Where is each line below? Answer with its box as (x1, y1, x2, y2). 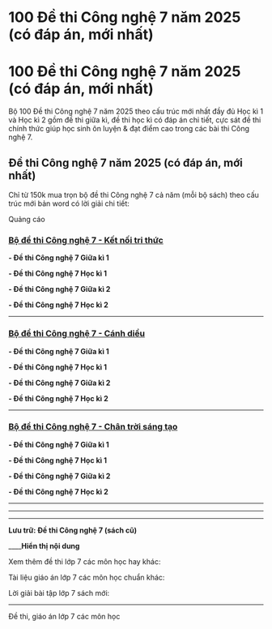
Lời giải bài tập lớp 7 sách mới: (8, 588, 110, 597)
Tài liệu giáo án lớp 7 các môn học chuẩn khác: (8, 572, 165, 582)
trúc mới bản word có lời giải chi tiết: (8, 199, 130, 208)
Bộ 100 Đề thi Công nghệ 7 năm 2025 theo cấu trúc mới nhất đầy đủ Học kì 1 (8, 106, 264, 117)
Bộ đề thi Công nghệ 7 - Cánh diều (8, 328, 146, 340)
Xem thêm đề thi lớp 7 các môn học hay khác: (8, 556, 161, 567)
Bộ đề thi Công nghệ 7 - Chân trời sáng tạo (8, 421, 178, 433)
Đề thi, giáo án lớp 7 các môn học (8, 611, 121, 621)
